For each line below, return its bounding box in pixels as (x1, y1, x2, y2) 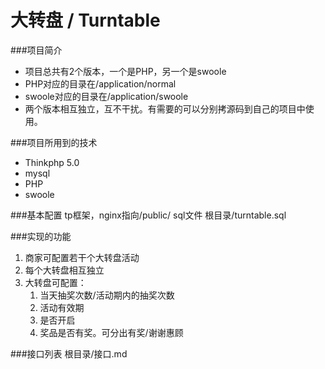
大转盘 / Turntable (10, 9, 161, 32)
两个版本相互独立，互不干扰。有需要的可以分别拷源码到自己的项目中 (24, 102, 306, 115)
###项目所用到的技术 (10, 136, 98, 148)
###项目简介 (10, 44, 63, 56)
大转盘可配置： (24, 276, 87, 288)
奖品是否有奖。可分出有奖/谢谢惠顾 (39, 326, 184, 338)
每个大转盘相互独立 (24, 264, 105, 276)
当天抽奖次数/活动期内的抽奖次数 (39, 289, 175, 301)
